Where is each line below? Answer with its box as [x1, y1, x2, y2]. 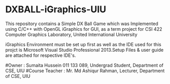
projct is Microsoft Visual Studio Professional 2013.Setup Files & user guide [5, 47, 164, 53]
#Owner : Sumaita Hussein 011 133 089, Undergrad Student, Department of [5, 62, 164, 68]
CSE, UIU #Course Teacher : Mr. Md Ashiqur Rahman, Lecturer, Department [5, 68, 165, 74]
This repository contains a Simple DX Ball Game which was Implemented [5, 20, 159, 27]
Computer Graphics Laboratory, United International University [5, 31, 138, 37]
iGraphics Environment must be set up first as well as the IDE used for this [5, 41, 161, 47]
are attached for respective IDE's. [5, 52, 76, 58]
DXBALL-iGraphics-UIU [5, 4, 107, 15]
